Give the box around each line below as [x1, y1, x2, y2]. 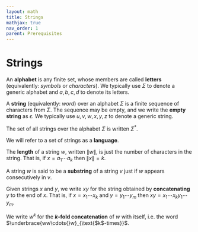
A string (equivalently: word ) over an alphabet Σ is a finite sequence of [6, 100, 180, 107]
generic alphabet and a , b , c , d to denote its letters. [6, 88, 129, 96]
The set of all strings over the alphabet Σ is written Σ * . [6, 124, 138, 132]
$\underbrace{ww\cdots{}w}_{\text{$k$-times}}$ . [6, 219, 129, 226]
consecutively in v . [6, 173, 52, 181]
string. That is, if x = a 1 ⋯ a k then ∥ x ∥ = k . [6, 154, 106, 163]
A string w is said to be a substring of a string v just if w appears [6, 167, 165, 174]
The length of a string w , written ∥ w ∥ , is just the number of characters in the [6, 148, 192, 155]
